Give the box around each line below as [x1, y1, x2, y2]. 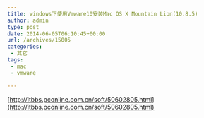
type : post [7, 23, 40, 30]
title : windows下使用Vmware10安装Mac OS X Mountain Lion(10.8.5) [7, 10, 198, 18]
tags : [7, 57, 23, 64]
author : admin [7, 17, 49, 24]
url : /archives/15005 [7, 37, 71, 44]
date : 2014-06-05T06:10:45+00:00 [7, 30, 106, 37]
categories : [7, 43, 42, 50]
